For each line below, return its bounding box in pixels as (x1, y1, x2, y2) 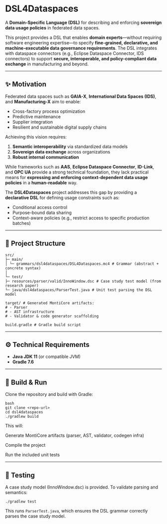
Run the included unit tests (5, 452, 60, 458)
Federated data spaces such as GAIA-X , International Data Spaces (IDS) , (5, 93, 157, 99)
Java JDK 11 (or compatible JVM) (12, 353, 81, 359)
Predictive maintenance (12, 113, 61, 120)
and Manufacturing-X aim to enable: (5, 98, 81, 105)
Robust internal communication (12, 154, 80, 160)
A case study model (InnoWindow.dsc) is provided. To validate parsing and (5, 484, 158, 490)
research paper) (5, 283, 39, 288)
